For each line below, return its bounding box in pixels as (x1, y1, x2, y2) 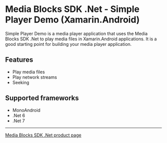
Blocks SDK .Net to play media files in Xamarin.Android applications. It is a (5, 36, 157, 42)
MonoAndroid (12, 107, 41, 113)
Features (5, 56, 33, 64)
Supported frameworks (5, 94, 79, 103)
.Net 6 (12, 112, 25, 118)
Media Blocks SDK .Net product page (5, 132, 82, 138)
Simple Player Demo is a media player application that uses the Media (5, 30, 148, 36)
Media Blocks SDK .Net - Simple (5, 3, 140, 15)
